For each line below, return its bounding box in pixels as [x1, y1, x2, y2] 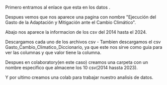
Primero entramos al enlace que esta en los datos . [5, 5, 111, 10]
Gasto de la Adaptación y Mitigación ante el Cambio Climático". [5, 20, 136, 25]
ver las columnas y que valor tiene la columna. [5, 50, 102, 55]
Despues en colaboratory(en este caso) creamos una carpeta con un [5, 59, 148, 65]
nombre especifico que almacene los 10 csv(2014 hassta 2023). [5, 65, 138, 70]
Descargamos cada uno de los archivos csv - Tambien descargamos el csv [5, 39, 161, 45]
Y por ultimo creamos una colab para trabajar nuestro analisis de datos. [5, 74, 153, 80]
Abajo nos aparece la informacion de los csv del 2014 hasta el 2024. [5, 29, 147, 35]
